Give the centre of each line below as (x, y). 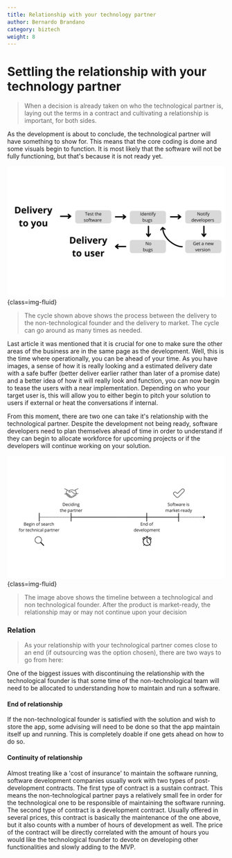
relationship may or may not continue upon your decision (105, 612)
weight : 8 (21, 37)
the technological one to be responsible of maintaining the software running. (116, 802)
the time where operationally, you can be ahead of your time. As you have (113, 358)
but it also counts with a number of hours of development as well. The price (115, 825)
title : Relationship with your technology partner (82, 15)
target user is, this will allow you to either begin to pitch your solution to (109, 395)
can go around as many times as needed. (83, 331)
